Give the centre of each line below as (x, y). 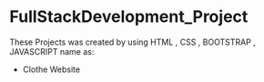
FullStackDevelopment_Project (129, 17)
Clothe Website (51, 69)
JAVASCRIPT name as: (52, 51)
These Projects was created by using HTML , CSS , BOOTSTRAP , (133, 42)
